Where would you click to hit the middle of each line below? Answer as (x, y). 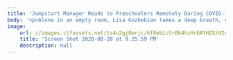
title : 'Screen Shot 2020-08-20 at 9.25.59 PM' (89, 39)
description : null (46, 46)
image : (17, 26)
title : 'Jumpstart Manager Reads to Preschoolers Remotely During (105, 13)
